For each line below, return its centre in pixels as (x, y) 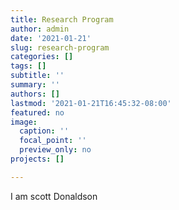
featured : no (37, 112)
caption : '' (44, 131)
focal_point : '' (53, 141)
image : (24, 122)
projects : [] (37, 159)
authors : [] (35, 94)
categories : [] (42, 57)
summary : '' (35, 85)
